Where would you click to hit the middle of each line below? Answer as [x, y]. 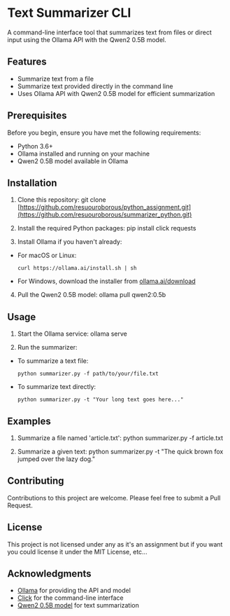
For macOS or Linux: [47, 255]
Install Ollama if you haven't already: [70, 242]
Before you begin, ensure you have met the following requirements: [104, 132]
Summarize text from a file [56, 78]
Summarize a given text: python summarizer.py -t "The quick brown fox [120, 451]
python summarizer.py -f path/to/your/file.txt [88, 374]
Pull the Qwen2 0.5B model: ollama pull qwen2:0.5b [92, 295]
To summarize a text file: [53, 361]
